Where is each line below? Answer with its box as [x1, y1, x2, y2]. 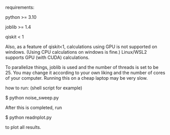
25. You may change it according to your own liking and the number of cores [5, 70, 165, 76]
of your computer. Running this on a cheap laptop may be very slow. [5, 75, 148, 81]
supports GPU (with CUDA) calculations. [5, 54, 90, 60]
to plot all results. [5, 124, 42, 130]
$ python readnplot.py [5, 114, 52, 120]
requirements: [5, 5, 35, 10]
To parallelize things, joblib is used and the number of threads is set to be [5, 64, 159, 70]
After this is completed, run [5, 105, 62, 111]
